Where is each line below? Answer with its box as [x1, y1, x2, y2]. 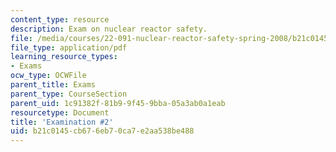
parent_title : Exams [10, 80, 97, 90]
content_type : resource [10, 14, 110, 25]
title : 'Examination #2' [10, 117, 114, 127]
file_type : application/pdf [10, 42, 128, 53]
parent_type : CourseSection [10, 89, 128, 99]
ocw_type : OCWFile [10, 71, 87, 81]
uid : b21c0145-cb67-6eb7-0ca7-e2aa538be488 [10, 126, 195, 136]
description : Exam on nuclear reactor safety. [10, 24, 208, 34]
